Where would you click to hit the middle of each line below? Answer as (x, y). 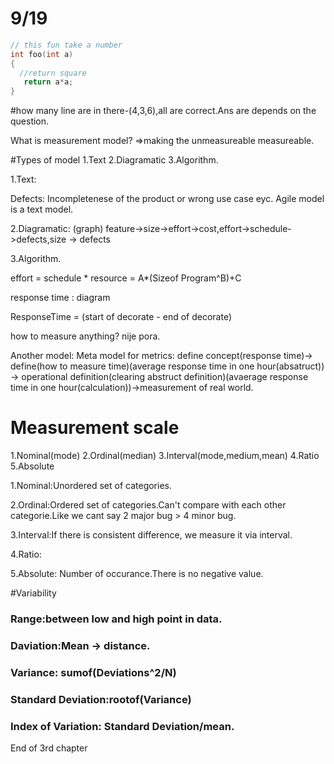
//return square (53, 73)
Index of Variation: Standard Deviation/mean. (122, 726)
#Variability (33, 593)
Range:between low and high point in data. (116, 619)
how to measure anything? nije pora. (85, 336)
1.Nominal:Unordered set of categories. (91, 486)
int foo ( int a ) (42, 54)
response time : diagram (60, 298)
